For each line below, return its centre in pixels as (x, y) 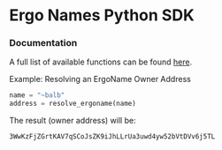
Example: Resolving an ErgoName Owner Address (100, 79)
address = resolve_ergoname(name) (73, 104)
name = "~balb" (37, 95)
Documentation (43, 43)
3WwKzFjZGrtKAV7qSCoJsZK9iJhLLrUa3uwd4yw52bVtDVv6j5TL (112, 137)
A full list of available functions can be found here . (101, 62)
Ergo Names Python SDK (102, 15)
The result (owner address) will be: (73, 121)
